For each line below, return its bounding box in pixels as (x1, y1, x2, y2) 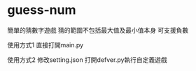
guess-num (7, 2, 76, 18)
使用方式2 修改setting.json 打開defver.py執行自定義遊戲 (7, 55, 168, 64)
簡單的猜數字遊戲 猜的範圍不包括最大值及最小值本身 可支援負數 (7, 26, 189, 34)
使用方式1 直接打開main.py (7, 40, 84, 49)
